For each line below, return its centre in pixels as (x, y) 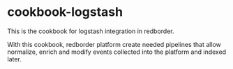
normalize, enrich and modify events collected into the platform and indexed (117, 52)
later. (15, 59)
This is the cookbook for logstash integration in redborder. (91, 31)
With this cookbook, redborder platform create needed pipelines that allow (114, 44)
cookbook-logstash (65, 12)
